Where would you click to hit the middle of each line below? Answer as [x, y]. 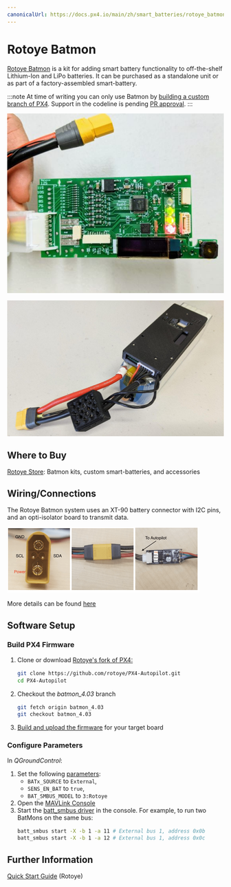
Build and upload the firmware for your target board [90, 727]
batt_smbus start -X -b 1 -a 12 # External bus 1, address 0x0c [111, 838]
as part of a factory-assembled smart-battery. [72, 83]
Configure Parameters [45, 745]
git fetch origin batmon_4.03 [60, 707]
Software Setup [41, 625]
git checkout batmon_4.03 [54, 714]
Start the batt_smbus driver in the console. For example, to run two [112, 810]
